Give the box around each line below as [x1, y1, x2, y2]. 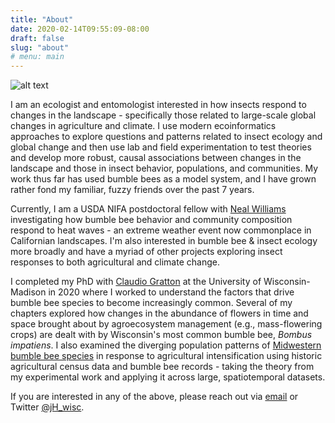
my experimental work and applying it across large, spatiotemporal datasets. [10, 371, 326, 383]
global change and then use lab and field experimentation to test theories [10, 141, 312, 153]
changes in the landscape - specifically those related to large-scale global [10, 109, 317, 121]
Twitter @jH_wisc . [10, 401, 85, 413]
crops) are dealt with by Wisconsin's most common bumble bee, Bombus [10, 329, 313, 341]
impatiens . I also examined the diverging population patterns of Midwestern [10, 339, 322, 351]
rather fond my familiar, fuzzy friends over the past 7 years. [10, 184, 255, 196]
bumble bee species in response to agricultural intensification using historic [10, 350, 323, 362]
